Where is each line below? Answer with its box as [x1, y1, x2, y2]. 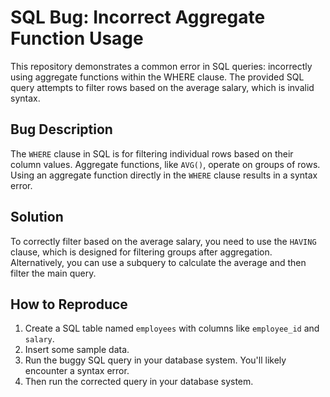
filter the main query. [10, 267, 97, 279]
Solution [10, 209, 64, 226]
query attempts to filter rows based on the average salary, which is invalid [10, 81, 315, 93]
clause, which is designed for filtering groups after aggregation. [10, 246, 273, 258]
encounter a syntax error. [24, 365, 130, 377]
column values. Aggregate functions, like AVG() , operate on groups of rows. [10, 158, 321, 170]
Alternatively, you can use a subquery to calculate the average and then [10, 256, 307, 268]
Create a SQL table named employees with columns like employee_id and [24, 322, 320, 335]
